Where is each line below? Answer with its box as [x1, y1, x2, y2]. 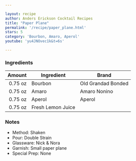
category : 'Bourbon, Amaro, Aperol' [5, 34, 80, 39]
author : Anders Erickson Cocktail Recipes [5, 16, 93, 21]
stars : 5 [5, 30, 23, 35]
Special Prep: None [12, 150, 51, 157]
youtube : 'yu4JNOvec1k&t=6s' [5, 39, 65, 44]
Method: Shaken [12, 130, 45, 136]
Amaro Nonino [80, 88, 113, 95]
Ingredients [5, 59, 33, 66]
